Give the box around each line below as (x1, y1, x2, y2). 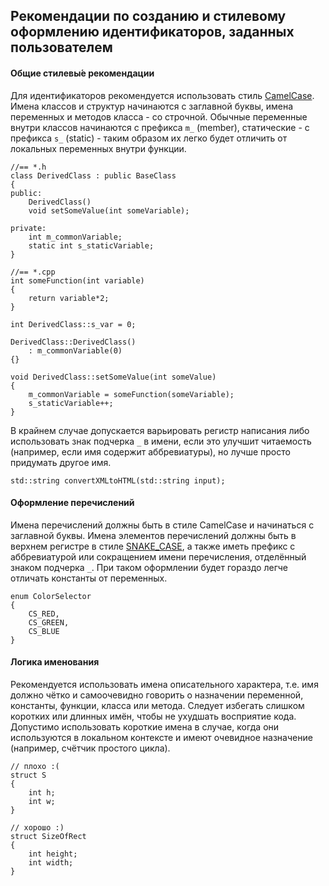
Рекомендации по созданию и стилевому (10, 8, 287, 25)
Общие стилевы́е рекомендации (10, 67, 155, 79)
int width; (28, 858, 74, 868)
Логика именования (10, 656, 100, 668)
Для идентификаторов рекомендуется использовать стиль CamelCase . (10, 89, 315, 101)
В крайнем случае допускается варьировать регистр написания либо (10, 424, 310, 436)
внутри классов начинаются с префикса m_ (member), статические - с (10, 121, 310, 133)
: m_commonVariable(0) (28, 345, 123, 356)
